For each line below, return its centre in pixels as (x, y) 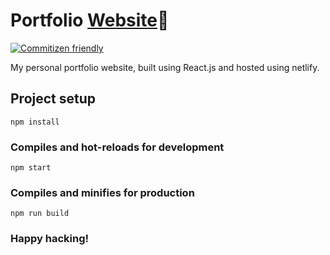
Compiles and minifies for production (102, 192)
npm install (35, 122)
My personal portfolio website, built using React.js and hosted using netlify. (165, 67)
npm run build (40, 214)
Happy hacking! (50, 239)
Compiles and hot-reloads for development (117, 147)
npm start (31, 168)
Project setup (53, 99)
